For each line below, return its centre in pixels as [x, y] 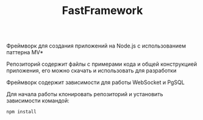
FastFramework [102, 11]
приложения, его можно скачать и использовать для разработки [91, 70]
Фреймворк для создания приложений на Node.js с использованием [96, 46]
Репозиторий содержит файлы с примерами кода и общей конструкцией [101, 64]
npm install [21, 111]
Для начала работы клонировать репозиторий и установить [85, 94]
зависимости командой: [38, 101]
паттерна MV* [25, 52]
